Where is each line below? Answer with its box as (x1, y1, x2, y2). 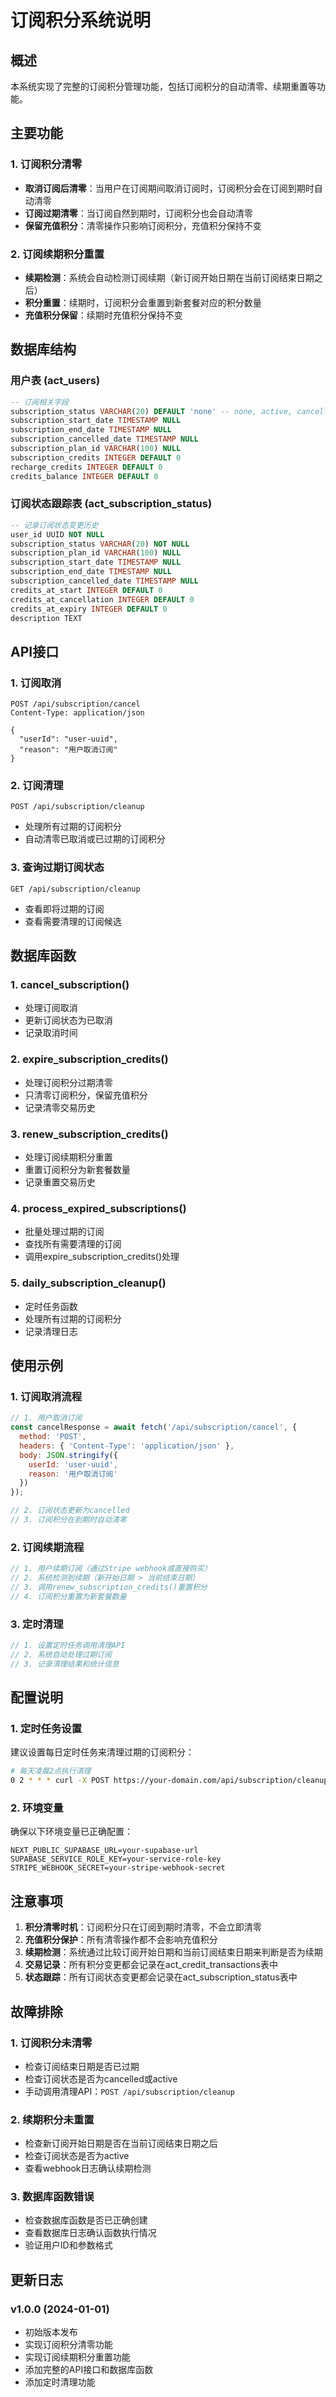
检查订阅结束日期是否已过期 (24, 2060, 140, 2072)
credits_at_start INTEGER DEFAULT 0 (10, 585, 163, 595)
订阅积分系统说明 (10, 9, 152, 32)
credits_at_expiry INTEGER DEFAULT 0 (10, 604, 168, 614)
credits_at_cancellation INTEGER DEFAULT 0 (10, 594, 195, 605)
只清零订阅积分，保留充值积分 (24, 1089, 148, 1101)
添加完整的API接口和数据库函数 (24, 2364, 154, 2376)
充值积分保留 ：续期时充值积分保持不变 (24, 309, 183, 321)
